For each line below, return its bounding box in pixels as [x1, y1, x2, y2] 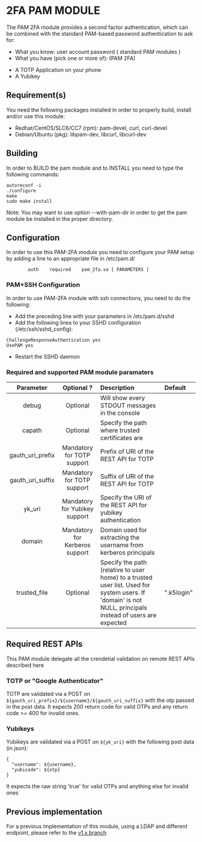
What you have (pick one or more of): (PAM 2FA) [14, 54, 136, 62]
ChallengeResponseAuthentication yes [6, 337, 101, 343]
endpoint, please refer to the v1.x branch [6, 829, 107, 837]
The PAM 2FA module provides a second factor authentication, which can [6, 24, 188, 31]
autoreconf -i [6, 182, 42, 188]
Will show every [100, 394, 145, 402]
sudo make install [6, 198, 52, 204]
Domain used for [100, 526, 147, 534]
